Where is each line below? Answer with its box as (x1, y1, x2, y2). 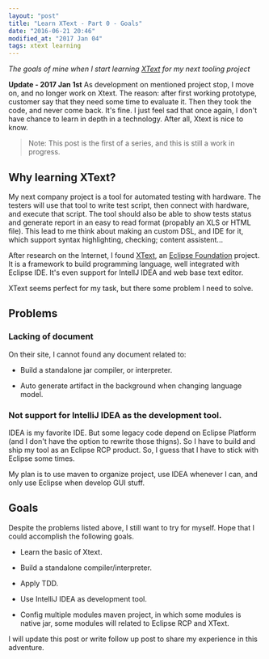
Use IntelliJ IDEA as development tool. (19, 594, 147, 603)
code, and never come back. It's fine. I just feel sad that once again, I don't (8, 106, 258, 116)
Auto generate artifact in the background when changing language (19, 381, 242, 391)
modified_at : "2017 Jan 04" (8, 34, 103, 43)
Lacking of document (8, 331, 95, 342)
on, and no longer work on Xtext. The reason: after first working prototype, (8, 88, 257, 98)
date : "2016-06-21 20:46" (8, 27, 95, 35)
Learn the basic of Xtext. (19, 547, 103, 556)
